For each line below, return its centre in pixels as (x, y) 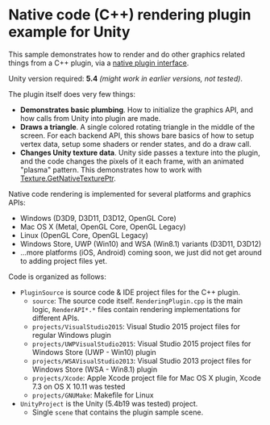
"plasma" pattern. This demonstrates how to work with (111, 169)
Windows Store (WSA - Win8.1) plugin (95, 369)
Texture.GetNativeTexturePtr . (68, 178)
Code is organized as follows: (57, 277)
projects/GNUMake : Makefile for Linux (93, 395)
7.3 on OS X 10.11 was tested (79, 386)
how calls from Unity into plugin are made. (90, 118)
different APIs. (56, 318)
